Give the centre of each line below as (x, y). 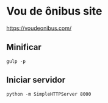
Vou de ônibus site (54, 11)
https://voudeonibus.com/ (39, 28)
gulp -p (16, 61)
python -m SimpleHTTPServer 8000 (49, 94)
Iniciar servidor (36, 80)
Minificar (24, 47)
